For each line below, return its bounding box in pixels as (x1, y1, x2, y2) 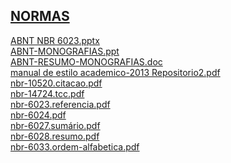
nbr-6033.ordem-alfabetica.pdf (10, 140, 140, 153)
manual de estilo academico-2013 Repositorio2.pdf (10, 66, 221, 78)
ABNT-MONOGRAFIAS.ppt (10, 45, 120, 57)
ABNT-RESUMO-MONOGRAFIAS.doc (10, 55, 163, 68)
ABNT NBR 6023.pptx (10, 34, 100, 46)
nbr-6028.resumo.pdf (10, 130, 100, 142)
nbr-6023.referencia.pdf (10, 98, 111, 110)
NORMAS (10, 8, 70, 25)
